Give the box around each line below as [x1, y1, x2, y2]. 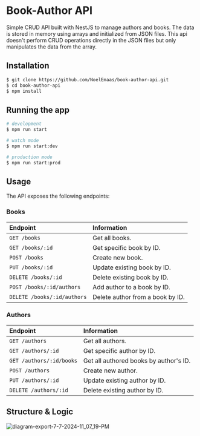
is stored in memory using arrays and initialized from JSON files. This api [6, 30, 187, 37]
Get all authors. [83, 337, 127, 345]
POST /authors [9, 367, 50, 374]
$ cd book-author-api [6, 82, 61, 89]
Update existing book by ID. [92, 263, 171, 272]
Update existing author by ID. [83, 376, 166, 384]
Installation [6, 61, 50, 71]
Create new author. [83, 366, 138, 375]
